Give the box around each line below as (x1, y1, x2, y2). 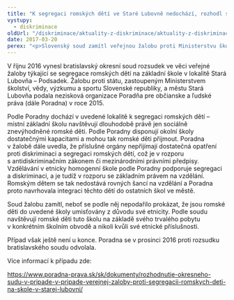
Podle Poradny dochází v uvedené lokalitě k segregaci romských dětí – (7, 112, 210, 121)
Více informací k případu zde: (7, 257, 92, 265)
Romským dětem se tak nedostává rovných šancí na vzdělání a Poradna (7, 179, 214, 187)
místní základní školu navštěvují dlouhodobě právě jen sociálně (7, 120, 188, 128)
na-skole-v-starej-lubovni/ (7, 285, 84, 293)
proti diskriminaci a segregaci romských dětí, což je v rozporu (7, 149, 185, 158)
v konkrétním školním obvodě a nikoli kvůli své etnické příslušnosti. (7, 223, 200, 230)
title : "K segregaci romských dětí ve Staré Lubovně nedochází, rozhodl (7, 10, 223, 17)
